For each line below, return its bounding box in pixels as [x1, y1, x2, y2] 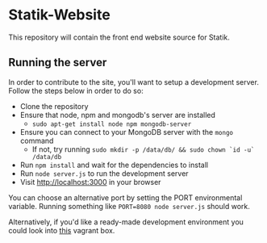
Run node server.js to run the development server [19, 168, 189, 178]
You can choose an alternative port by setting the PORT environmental [8, 192, 243, 203]
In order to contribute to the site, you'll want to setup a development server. [8, 77, 260, 86]
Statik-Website [8, 6, 111, 24]
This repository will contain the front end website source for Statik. [8, 32, 230, 42]
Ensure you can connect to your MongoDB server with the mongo [19, 127, 234, 136]
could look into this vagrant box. [8, 225, 115, 235]
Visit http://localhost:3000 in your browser [19, 177, 161, 186]
